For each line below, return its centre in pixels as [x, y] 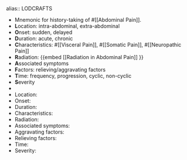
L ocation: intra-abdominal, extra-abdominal [67, 26]
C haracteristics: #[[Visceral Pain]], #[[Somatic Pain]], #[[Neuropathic [98, 45]
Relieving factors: [35, 138]
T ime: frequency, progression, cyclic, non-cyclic [73, 76]
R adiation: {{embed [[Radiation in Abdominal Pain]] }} [79, 57]
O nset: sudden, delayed [43, 32]
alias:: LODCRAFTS [29, 8]
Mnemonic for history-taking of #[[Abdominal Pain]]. [78, 20]
